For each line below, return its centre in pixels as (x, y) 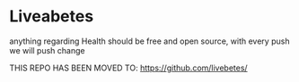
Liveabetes (52, 16)
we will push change (47, 50)
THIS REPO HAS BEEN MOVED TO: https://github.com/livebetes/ (129, 68)
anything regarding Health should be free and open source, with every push (149, 41)
